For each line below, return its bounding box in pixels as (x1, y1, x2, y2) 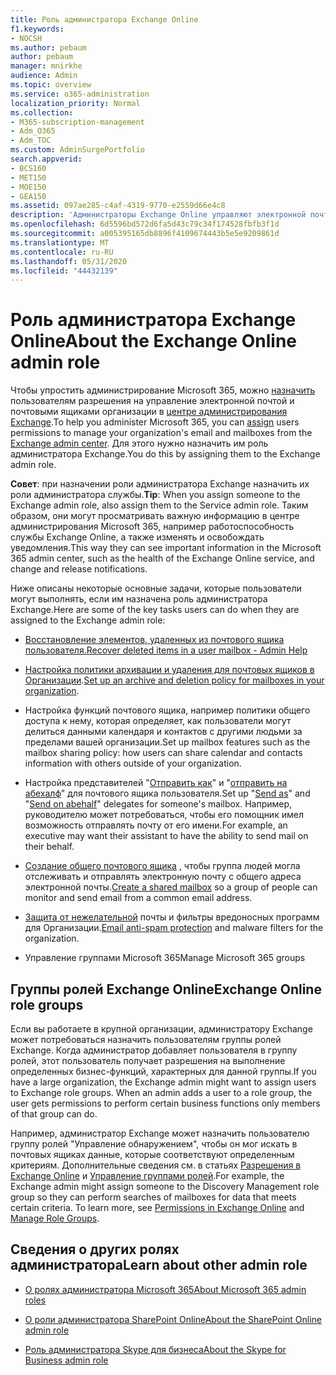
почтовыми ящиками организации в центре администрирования (10, 406, 288, 418)
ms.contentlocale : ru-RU (10, 247, 114, 257)
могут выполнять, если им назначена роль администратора (10, 593, 268, 605)
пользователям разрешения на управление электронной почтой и (10, 395, 295, 407)
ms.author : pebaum (10, 42, 87, 53)
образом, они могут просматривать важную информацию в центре (10, 510, 300, 522)
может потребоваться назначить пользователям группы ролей (10, 1034, 282, 1045)
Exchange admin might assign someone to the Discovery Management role (10, 1181, 320, 1192)
